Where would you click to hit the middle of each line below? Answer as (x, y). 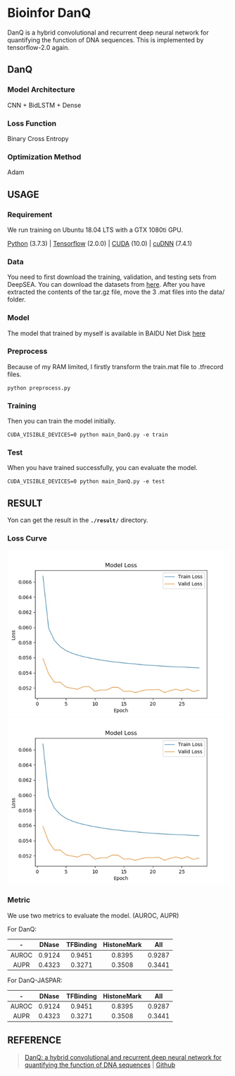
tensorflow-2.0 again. (39, 47)
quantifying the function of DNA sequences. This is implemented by (106, 39)
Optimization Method (44, 156)
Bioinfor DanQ (49, 13)
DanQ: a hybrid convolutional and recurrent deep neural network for (123, 1057)
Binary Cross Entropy (38, 138)
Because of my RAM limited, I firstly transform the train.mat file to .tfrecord (115, 366)
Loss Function (32, 123)
